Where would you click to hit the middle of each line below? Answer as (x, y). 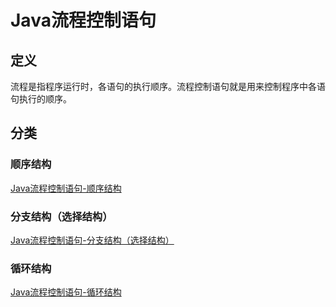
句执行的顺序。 (41, 99)
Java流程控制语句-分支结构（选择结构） (92, 240)
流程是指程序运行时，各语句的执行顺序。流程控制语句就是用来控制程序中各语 (168, 86)
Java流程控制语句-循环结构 (66, 292)
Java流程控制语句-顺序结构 (66, 188)
